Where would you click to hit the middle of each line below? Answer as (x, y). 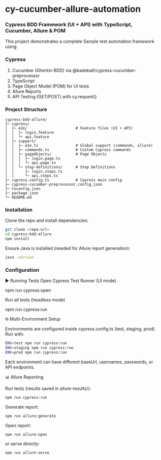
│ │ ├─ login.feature (30, 133)
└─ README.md (18, 198)
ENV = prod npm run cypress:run (36, 352)
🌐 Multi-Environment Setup (33, 319)
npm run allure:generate (31, 416)
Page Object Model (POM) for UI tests (51, 86)
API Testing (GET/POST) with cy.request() (54, 96)
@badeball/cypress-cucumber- (104, 70)
